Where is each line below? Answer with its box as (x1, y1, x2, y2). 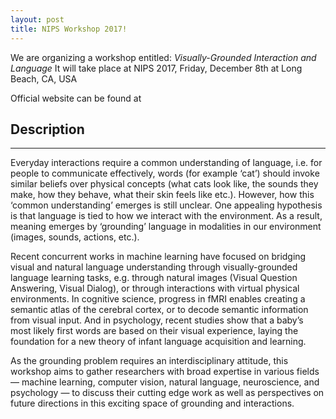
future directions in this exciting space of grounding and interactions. (10, 397, 295, 410)
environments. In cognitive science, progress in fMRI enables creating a (10, 293, 306, 305)
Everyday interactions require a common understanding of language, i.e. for (10, 157, 323, 169)
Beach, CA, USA (10, 72, 78, 85)
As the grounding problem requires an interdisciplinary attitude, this (10, 355, 289, 367)
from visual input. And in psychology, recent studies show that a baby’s (10, 314, 304, 326)
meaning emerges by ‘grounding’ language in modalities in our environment (10, 221, 322, 233)
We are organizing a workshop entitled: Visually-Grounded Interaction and (10, 51, 317, 63)
